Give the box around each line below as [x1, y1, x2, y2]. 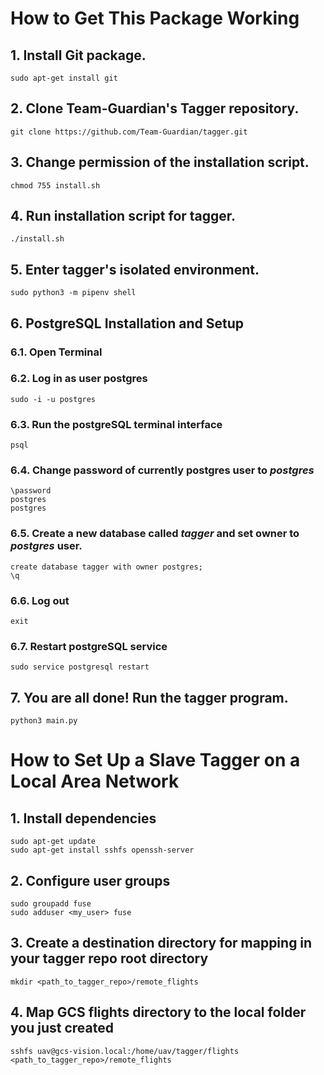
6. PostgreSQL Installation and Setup [10, 315, 244, 332]
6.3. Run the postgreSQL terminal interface [10, 417, 223, 431]
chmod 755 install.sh [10, 180, 101, 191]
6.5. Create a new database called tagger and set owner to [10, 527, 300, 541]
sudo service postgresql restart [10, 662, 150, 672]
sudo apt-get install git [10, 73, 118, 83]
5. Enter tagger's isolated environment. [10, 261, 260, 278]
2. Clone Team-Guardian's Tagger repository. [10, 100, 300, 117]
